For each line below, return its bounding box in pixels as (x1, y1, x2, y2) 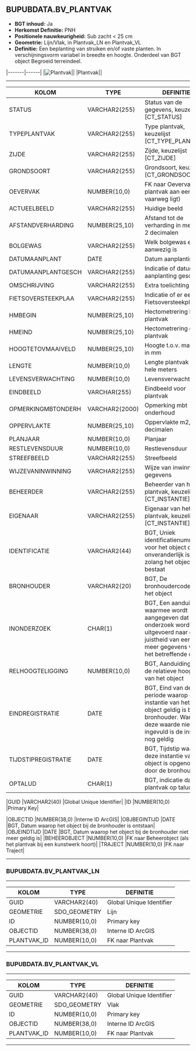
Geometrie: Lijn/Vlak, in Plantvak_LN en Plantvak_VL (14, 39, 141, 46)
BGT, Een (144, 598, 170, 607)
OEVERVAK (9, 187, 40, 196)
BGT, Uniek (144, 528, 176, 536)
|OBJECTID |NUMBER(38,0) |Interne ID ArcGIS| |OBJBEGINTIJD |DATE (6, 816, 176, 823)
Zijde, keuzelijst (144, 146, 187, 155)
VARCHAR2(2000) (87, 405, 139, 413)
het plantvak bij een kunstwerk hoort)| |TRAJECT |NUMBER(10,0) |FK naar (6, 840, 184, 848)
